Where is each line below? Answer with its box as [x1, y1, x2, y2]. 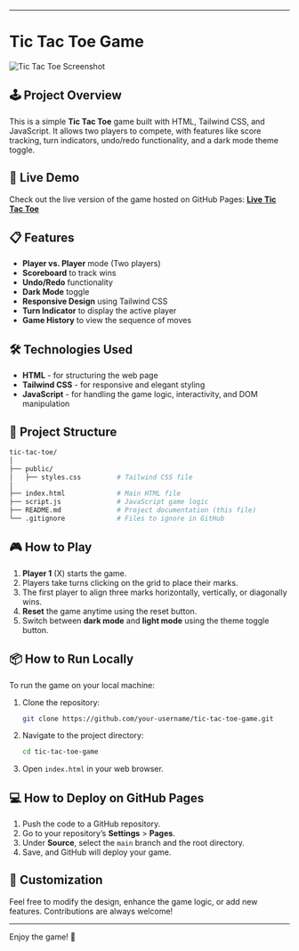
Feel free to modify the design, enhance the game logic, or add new [9, 896, 258, 906]
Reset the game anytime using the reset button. [21, 606, 198, 616]
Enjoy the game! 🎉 [9, 931, 76, 942]
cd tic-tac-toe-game [21, 747, 99, 757]
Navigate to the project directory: [21, 730, 144, 741]
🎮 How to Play [9, 540, 93, 555]
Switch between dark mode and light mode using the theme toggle [21, 615, 270, 626]
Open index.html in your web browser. [21, 763, 165, 775]
